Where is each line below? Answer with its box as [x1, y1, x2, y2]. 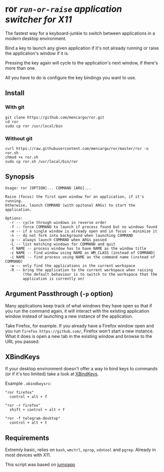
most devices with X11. [5, 452, 51, 458]
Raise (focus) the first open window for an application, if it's [5, 194, 144, 199]
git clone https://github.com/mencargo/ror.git [5, 115, 105, 120]
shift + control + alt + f [9, 407, 65, 412]
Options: [5, 216, 23, 220]
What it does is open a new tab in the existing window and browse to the [5, 333, 153, 339]
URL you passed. [5, 338, 40, 344]
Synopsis [5, 173, 34, 181]
